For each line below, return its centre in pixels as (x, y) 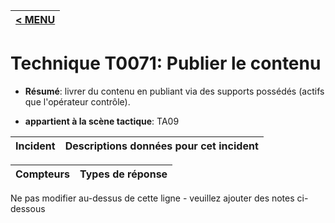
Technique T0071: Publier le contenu (166, 63)
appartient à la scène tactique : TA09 (102, 121)
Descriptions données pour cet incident (161, 146)
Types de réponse (123, 174)
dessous (28, 208)
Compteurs (43, 174)
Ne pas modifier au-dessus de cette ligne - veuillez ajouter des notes (152, 198)
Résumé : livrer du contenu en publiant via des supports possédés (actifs (174, 91)
